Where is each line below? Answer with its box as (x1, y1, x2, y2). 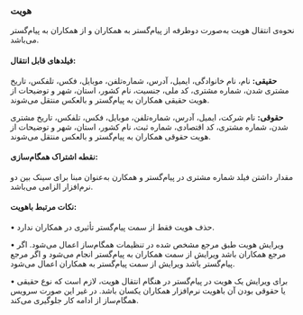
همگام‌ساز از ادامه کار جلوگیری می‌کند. (10, 294, 139, 305)
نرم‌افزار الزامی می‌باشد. (10, 181, 94, 192)
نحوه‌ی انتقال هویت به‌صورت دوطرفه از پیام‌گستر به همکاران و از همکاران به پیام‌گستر (10, 25, 295, 36)
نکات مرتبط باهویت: (10, 202, 78, 212)
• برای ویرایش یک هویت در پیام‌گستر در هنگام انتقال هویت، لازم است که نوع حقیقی (10, 275, 288, 286)
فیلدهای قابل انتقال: (10, 55, 76, 66)
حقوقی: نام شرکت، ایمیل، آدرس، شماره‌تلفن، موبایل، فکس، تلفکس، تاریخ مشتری (10, 112, 284, 122)
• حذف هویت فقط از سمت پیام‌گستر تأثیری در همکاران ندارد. (10, 221, 216, 232)
